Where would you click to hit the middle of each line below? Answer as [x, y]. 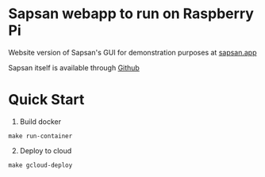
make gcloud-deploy [40, 165]
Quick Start [46, 100]
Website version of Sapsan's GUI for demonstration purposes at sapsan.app [132, 52]
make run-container [40, 136]
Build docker [40, 121]
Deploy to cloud [46, 150]
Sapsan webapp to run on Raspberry [131, 14]
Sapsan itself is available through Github [74, 67]
